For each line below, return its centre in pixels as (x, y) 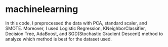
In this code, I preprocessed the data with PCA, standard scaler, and (76, 23)
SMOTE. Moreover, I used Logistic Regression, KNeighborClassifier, (76, 28)
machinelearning (42, 9)
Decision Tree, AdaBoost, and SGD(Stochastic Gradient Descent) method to (84, 33)
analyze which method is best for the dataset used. (59, 39)
